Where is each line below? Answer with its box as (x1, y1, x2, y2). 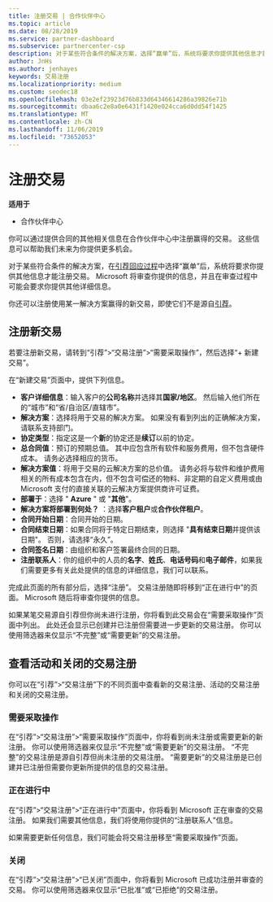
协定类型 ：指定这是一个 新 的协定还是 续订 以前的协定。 (19, 433, 199, 443)
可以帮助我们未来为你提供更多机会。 (15, 243, 136, 253)
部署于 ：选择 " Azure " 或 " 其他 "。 (19, 494, 136, 504)
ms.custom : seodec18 (8, 87, 79, 96)
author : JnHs (8, 58, 53, 66)
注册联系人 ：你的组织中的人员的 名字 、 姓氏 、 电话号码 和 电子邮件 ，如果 (19, 555, 256, 565)
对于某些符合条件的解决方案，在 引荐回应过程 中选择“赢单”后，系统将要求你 (8, 261, 258, 271)
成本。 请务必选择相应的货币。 (19, 453, 123, 464)
